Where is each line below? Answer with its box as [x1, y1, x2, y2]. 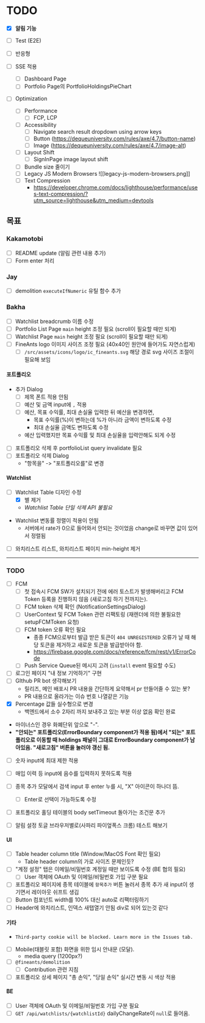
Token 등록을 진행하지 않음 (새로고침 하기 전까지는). [24, 596, 148, 603]
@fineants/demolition [15, 959, 70, 965]
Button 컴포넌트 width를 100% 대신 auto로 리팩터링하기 [15, 896, 149, 903]
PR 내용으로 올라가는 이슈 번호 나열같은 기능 [24, 692, 129, 699]
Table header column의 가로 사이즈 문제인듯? [24, 858, 134, 866]
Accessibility [24, 121, 57, 128]
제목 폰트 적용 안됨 [24, 393, 69, 400]
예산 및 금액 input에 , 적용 [24, 401, 87, 408]
